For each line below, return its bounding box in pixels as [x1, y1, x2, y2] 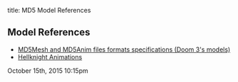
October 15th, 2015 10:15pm [7, 66, 89, 75]
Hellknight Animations [17, 52, 83, 61]
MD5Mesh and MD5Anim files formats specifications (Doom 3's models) [17, 45, 231, 54]
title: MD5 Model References [7, 6, 91, 14]
